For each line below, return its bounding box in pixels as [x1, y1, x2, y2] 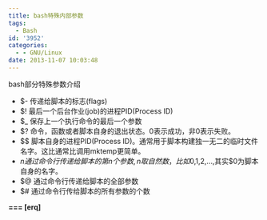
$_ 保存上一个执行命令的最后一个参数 [19, 116, 142, 126]
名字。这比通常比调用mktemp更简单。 [19, 146, 145, 156]
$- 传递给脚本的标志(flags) [19, 96, 108, 106]
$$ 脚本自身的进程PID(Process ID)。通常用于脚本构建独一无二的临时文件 [19, 136, 258, 146]
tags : [8, 19, 26, 27]
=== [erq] [8, 202, 42, 212]
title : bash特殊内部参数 [8, 11, 84, 20]
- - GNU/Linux [15, 49, 62, 57]
